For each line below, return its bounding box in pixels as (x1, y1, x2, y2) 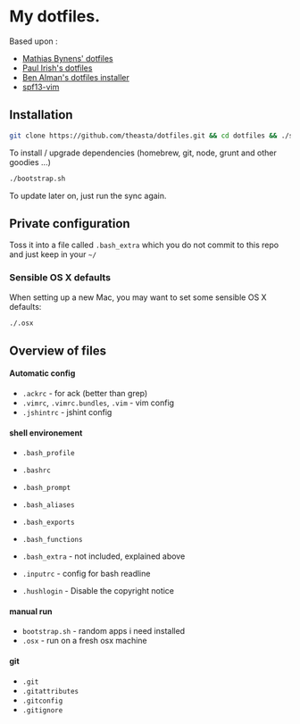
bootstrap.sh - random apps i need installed (21, 626, 186, 637)
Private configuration (9, 216, 131, 231)
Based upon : (9, 36, 58, 46)
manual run (9, 605, 53, 617)
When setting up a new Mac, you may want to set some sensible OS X (9, 292, 267, 303)
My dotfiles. (9, 6, 101, 27)
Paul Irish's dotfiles (21, 62, 93, 73)
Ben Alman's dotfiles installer (21, 71, 129, 82)
